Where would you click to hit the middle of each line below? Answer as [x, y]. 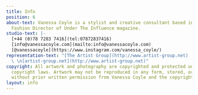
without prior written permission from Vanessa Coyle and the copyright [103, 77]
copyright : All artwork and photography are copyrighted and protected [96, 66]
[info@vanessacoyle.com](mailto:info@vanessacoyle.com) [81, 45]
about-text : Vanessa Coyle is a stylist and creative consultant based [96, 22]
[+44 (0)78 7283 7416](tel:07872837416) [62, 39]
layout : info [22, 83]
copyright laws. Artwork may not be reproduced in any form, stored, [98, 72]
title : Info [21, 12]
